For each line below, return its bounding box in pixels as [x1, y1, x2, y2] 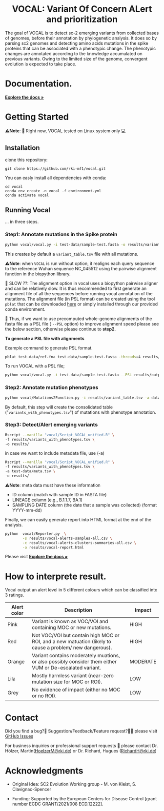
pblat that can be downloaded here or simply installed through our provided [5, 301, 158, 307]
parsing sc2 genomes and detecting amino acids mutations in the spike [5, 40, 148, 46]
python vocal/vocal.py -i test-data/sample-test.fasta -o [5, 242, 125, 247]
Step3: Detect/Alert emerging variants [5, 421, 98, 428]
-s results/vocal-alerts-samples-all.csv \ [22, 536, 112, 541]
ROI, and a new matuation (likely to [31, 638, 111, 645]
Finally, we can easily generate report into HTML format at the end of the [5, 516, 152, 523]
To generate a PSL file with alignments [5, 335, 84, 341]
